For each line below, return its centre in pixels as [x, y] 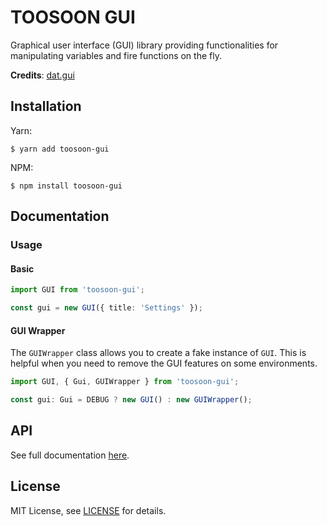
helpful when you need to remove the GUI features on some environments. [164, 363]
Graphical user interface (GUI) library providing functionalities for [144, 45]
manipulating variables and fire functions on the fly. [116, 55]
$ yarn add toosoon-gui [60, 149]
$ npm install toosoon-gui [66, 186]
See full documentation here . [70, 455]
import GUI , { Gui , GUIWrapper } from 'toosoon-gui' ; [125, 382]
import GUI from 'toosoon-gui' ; [77, 290]
